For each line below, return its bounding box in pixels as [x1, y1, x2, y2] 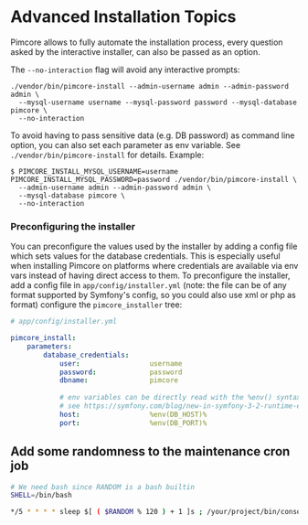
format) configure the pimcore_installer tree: [10, 299, 183, 310]
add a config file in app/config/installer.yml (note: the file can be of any [10, 280, 287, 291]
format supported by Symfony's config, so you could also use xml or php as [10, 290, 296, 301]
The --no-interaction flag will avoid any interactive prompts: [10, 64, 240, 75]
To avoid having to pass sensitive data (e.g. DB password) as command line [10, 130, 295, 141]
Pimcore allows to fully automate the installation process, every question [10, 37, 283, 48]
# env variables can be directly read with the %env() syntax [58, 393, 302, 402]
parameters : [27, 341, 72, 351]
